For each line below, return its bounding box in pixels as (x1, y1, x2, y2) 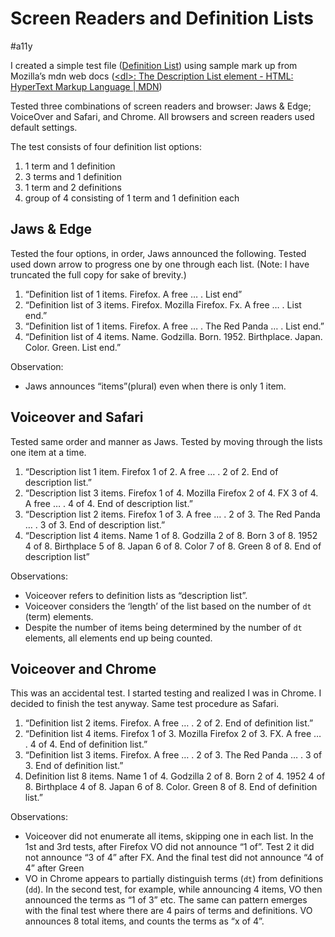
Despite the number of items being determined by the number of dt (24, 621, 303, 633)
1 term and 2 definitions (24, 181, 122, 193)
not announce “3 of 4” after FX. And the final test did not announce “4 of (24, 852, 324, 864)
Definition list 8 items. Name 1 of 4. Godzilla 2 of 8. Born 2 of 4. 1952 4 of (24, 770, 326, 782)
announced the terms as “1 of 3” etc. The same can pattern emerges (24, 894, 308, 906)
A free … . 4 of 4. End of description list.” (24, 497, 193, 509)
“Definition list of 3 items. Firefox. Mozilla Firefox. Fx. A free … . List (24, 298, 302, 311)
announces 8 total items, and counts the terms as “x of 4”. (24, 915, 265, 927)
